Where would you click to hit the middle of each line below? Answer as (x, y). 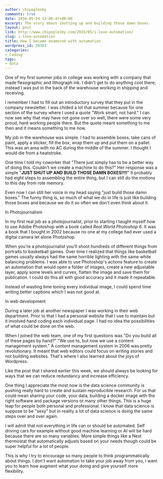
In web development (25, 301)
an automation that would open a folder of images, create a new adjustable (80, 267)
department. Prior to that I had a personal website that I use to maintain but (80, 316)
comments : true (20, 14)
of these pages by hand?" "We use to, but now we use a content (69, 341)
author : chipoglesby (26, 9)
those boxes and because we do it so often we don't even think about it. (77, 203)
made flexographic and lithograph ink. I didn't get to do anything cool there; (81, 83)
